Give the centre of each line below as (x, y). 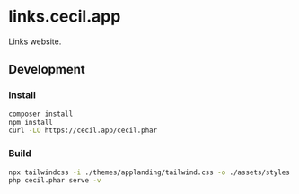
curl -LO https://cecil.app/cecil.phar (83, 131)
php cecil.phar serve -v (55, 181)
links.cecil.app (65, 17)
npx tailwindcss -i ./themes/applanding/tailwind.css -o (117, 172)
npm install (31, 122)
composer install (41, 114)
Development (47, 70)
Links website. (35, 41)
